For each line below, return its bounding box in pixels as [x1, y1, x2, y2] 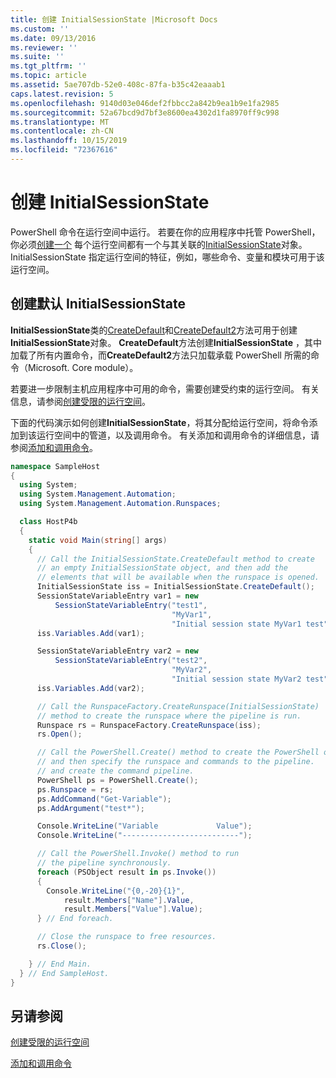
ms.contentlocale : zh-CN [10, 126, 114, 136]
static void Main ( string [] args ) [28, 535, 168, 545]
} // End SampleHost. [19, 968, 110, 978]
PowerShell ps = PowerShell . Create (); [36, 775, 199, 785]
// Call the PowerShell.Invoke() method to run [36, 849, 240, 859]
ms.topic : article [10, 71, 87, 81]
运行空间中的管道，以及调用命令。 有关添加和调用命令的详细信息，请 [36, 429, 320, 441]
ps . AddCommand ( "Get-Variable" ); [36, 794, 172, 804]
